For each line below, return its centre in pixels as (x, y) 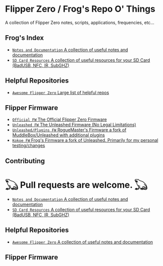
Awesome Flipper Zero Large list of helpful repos (60, 92)
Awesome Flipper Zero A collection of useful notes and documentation (82, 242)
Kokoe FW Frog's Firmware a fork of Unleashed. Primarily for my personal (85, 140)
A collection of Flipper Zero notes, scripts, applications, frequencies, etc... (80, 22)
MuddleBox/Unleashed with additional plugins (58, 135)
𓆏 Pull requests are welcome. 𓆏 (76, 185)
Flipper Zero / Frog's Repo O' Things (80, 9)
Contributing (25, 161)
